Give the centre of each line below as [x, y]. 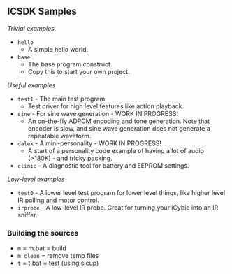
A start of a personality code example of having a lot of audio [116, 150]
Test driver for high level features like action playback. [106, 106]
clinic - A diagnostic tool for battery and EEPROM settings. [103, 165]
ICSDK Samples [42, 12]
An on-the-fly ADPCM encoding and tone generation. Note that [119, 121]
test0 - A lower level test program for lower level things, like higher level [121, 192]
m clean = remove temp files [58, 256]
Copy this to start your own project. [79, 71]
